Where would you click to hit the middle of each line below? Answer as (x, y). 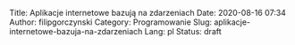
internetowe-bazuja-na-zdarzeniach (76, 31)
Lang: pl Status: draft (183, 31)
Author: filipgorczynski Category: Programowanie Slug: (111, 22)
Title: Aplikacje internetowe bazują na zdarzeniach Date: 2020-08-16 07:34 (147, 13)
